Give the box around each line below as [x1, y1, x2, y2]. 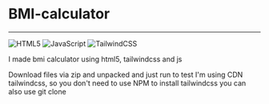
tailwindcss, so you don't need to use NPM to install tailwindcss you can [8, 78, 247, 88]
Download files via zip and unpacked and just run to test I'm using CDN [8, 70, 243, 79]
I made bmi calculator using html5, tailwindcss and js [8, 54, 183, 64]
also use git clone [8, 86, 66, 96]
